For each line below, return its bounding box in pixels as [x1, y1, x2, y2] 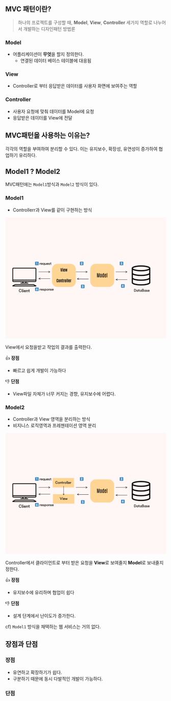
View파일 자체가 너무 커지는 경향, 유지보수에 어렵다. [12, 390, 116, 397]
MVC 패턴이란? [5, 5, 52, 14]
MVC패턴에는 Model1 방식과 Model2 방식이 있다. [5, 181, 99, 188]
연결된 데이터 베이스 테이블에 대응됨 [20, 58, 92, 64]
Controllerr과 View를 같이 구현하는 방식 [12, 207, 92, 213]
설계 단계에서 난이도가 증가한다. [12, 612, 76, 619]
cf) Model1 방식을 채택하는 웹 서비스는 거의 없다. [5, 623, 101, 629]
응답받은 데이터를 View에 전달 [12, 115, 72, 121]
